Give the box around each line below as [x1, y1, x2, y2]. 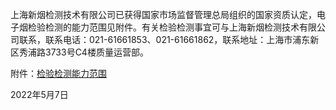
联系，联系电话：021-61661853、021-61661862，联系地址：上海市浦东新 [18, 34, 320, 45]
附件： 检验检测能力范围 [10, 68, 107, 79]
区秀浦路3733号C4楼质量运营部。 [10, 46, 149, 58]
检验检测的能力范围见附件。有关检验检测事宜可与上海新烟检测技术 [27, 21, 300, 33]
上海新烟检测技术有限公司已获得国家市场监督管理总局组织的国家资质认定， [10, 9, 317, 20]
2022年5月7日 [10, 89, 69, 100]
